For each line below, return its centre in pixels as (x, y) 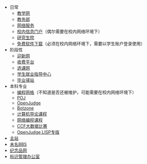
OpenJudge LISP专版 (38, 132)
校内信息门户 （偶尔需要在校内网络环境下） (60, 31)
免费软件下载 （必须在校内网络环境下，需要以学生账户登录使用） (81, 44)
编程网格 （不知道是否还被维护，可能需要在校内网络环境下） (77, 92)
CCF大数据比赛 (32, 126)
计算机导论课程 (32, 114)
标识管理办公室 (25, 156)
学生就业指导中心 (34, 74)
